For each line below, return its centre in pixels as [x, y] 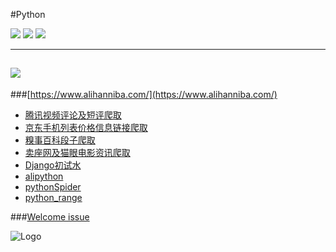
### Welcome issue [50, 216]
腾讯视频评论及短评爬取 [73, 115]
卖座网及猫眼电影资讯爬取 [77, 152]
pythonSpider [53, 186]
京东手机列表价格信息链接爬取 [86, 127]
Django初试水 [53, 165]
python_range [53, 197]
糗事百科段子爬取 [60, 140]
